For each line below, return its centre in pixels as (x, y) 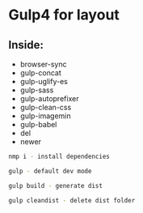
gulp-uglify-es (44, 81)
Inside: (26, 45)
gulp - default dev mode (50, 171)
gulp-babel (38, 124)
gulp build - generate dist (56, 185)
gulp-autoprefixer (49, 98)
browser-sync (43, 64)
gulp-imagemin (45, 116)
